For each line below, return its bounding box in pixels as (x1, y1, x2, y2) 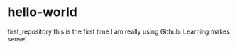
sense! (7, 34, 27, 43)
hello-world (7, 4, 78, 20)
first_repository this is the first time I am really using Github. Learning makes (7, 27, 231, 36)
